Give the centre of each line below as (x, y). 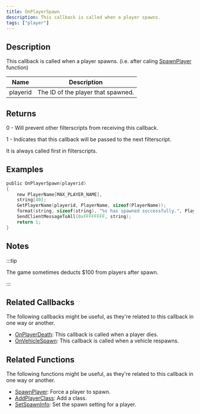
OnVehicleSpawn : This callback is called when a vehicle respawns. (97, 341)
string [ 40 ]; (32, 200)
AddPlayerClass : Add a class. (51, 398)
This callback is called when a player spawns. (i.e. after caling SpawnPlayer (99, 61)
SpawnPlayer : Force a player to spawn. (63, 392)
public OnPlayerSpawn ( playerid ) (46, 183)
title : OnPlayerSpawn (33, 12)
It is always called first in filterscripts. (52, 151)
